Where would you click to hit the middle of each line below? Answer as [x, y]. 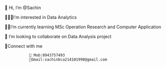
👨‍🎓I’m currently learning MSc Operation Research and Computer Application [83, 27]
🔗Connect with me [24, 46]
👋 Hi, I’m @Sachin [23, 8]
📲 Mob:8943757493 [47, 55]
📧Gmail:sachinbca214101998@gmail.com [68, 60]
